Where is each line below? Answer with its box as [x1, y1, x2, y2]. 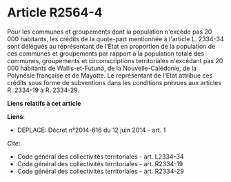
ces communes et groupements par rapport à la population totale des [7, 49, 205, 58]
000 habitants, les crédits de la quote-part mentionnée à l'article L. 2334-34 [7, 34, 224, 43]
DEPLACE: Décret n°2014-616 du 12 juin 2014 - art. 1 [17, 126, 166, 134]
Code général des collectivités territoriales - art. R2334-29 [17, 167, 184, 175]
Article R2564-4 [7, 5, 103, 21]
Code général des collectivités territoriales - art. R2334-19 [17, 159, 183, 168]
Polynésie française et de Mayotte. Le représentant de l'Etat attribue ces [7, 71, 213, 80]
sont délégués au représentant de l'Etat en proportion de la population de [7, 42, 216, 50]
